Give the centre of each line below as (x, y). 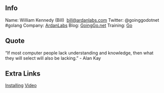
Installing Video (21, 86)
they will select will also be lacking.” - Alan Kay (53, 58)
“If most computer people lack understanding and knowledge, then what (79, 53)
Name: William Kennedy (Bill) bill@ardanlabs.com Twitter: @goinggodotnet (82, 20)
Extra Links (23, 74)
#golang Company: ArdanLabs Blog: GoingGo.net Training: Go (69, 25)
